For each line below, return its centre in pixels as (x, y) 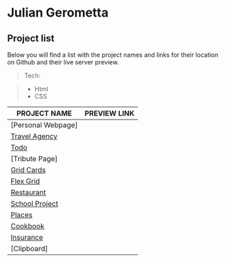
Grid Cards (28, 170)
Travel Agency (34, 136)
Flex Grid (25, 181)
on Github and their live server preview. (63, 62)
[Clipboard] (29, 249)
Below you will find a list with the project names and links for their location (113, 55)
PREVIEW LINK (109, 113)
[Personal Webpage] (44, 125)
